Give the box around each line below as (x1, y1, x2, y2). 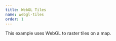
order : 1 (5, 16, 24, 21)
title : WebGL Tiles (5, 7, 47, 12)
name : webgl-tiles (5, 12, 44, 17)
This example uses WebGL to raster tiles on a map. (5, 30, 111, 36)
